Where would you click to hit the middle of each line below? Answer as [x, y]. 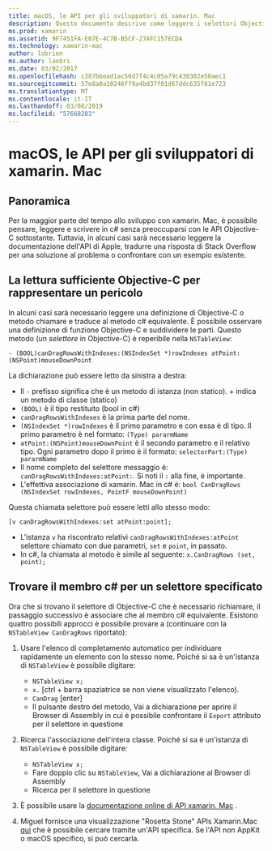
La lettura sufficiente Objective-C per [104, 280]
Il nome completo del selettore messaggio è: [94, 467]
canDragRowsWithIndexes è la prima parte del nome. [105, 417]
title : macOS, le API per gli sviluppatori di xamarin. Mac [112, 16]
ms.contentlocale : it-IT [50, 99]
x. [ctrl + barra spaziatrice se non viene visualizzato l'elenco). [136, 689]
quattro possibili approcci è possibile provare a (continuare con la [117, 623]
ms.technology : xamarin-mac [56, 46]
